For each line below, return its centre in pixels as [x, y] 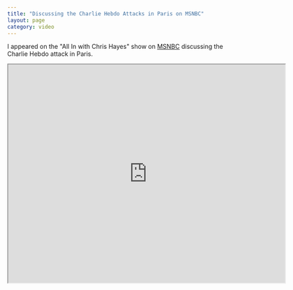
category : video [31, 27]
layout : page [26, 20]
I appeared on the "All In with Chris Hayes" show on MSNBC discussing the [115, 47]
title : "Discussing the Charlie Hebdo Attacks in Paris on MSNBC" [106, 14]
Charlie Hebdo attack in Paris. [50, 54]
